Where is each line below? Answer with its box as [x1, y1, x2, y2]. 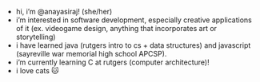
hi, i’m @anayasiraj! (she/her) [15, 7, 113, 16]
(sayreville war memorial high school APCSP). [15, 49, 167, 58]
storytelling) [15, 32, 56, 41]
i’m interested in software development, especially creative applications [15, 15, 252, 25]
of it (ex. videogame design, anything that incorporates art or [15, 24, 218, 33]
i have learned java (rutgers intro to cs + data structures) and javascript [15, 41, 251, 50]
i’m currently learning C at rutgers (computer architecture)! [15, 57, 210, 67]
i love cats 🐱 [15, 66, 59, 75]
